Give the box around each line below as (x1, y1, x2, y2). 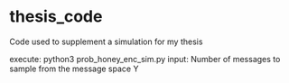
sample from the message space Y (9, 63, 139, 74)
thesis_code (9, 6, 103, 27)
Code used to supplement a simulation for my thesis (9, 36, 203, 47)
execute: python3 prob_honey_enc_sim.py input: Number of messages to (9, 53, 281, 64)
